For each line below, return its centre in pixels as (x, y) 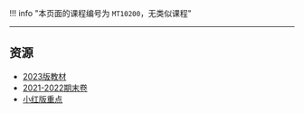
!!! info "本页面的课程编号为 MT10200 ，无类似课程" (100, 13)
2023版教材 (44, 76)
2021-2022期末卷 (55, 88)
